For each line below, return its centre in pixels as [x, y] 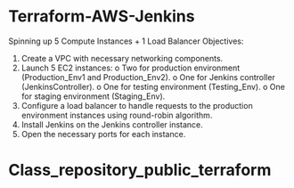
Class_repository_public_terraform [140, 170]
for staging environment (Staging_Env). [93, 96]
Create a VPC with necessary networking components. [122, 58]
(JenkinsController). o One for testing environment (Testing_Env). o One [153, 86]
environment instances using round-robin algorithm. [117, 115]
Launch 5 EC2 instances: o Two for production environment [131, 68]
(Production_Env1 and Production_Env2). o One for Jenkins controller [148, 77]
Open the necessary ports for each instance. [103, 134]
